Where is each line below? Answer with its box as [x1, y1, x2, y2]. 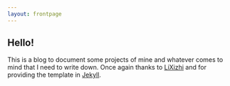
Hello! [7, 37, 34, 49]
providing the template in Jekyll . [7, 70, 102, 79]
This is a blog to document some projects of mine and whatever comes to [7, 55, 224, 64]
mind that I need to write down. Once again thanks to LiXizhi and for [7, 63, 207, 72]
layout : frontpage [7, 10, 62, 18]
